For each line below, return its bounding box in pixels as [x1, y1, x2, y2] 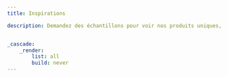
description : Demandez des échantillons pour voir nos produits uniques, [7, 22, 223, 29]
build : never [31, 59, 69, 67]
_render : [19, 47, 45, 54]
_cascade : [7, 40, 36, 48]
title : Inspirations [7, 10, 66, 17]
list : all [31, 53, 60, 60]
